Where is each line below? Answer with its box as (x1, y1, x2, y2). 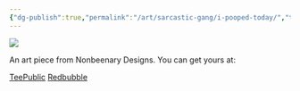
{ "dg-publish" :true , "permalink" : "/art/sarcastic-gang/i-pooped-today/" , (9, 12, 286, 22)
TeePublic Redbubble (9, 71, 87, 82)
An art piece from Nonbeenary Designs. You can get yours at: (9, 54, 237, 65)
